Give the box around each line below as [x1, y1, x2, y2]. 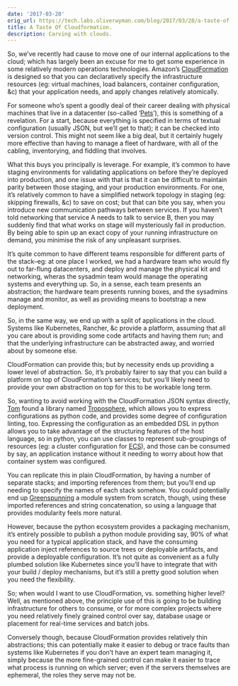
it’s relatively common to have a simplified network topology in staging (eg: [7, 191, 226, 199]
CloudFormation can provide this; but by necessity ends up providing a [7, 360, 215, 369]
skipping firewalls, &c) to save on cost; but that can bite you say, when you [7, 198, 225, 207]
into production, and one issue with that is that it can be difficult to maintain [7, 176, 227, 184]
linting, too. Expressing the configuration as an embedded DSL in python [7, 419, 220, 428]
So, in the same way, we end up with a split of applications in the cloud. [7, 316, 216, 325]
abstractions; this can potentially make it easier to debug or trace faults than [7, 641, 230, 649]
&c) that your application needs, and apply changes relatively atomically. [7, 87, 219, 96]
